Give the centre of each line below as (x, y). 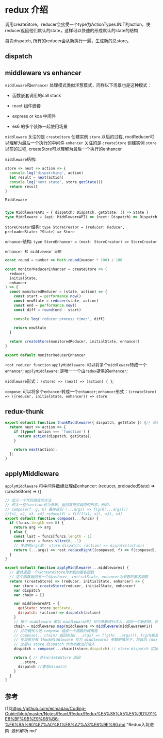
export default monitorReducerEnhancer (45, 355)
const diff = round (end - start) (48, 310)
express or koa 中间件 (34, 116)
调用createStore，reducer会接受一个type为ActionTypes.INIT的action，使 (78, 24)
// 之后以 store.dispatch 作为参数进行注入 (54, 644)
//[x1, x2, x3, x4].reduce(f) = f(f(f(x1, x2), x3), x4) (64, 514)
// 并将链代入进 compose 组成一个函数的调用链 (56, 631)
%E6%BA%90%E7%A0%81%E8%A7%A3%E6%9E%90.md (65, 725)
